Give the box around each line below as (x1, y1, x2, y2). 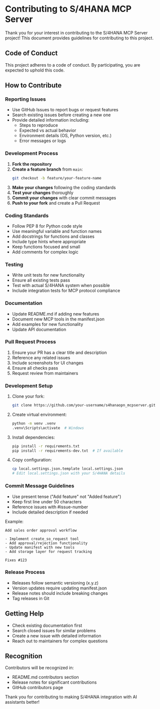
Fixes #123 (5, 558, 27, 563)
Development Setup (5, 382, 53, 389)
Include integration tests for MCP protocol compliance (12, 288, 120, 294)
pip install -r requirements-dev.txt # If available (12, 448, 123, 453)
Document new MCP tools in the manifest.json (12, 316, 105, 322)
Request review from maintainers (12, 370, 79, 376)
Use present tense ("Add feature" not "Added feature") (12, 494, 122, 499)
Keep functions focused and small (12, 244, 80, 249)
